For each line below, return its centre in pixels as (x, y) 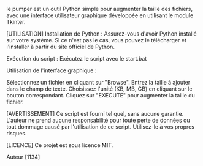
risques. (17, 133)
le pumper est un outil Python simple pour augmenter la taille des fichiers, (100, 9)
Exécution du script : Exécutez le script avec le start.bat (77, 58)
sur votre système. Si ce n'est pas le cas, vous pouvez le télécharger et (97, 40)
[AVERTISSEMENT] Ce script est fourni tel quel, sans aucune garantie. (95, 114)
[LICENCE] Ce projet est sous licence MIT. (60, 145)
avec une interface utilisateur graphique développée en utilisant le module (100, 15)
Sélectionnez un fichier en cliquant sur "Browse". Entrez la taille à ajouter (98, 82)
